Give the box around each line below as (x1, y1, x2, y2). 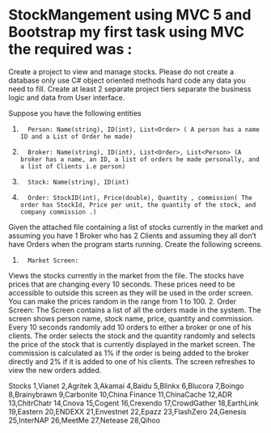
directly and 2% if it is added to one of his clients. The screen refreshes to (8, 356, 256, 366)
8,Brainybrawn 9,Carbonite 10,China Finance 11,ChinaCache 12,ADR (8, 389, 232, 399)
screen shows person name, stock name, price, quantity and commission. (8, 313, 255, 323)
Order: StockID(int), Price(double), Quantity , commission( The (28, 193, 252, 202)
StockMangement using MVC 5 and (8, 6, 252, 24)
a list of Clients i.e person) (19, 162, 126, 171)
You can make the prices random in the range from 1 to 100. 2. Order (8, 296, 237, 306)
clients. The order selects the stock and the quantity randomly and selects (8, 330, 256, 341)
